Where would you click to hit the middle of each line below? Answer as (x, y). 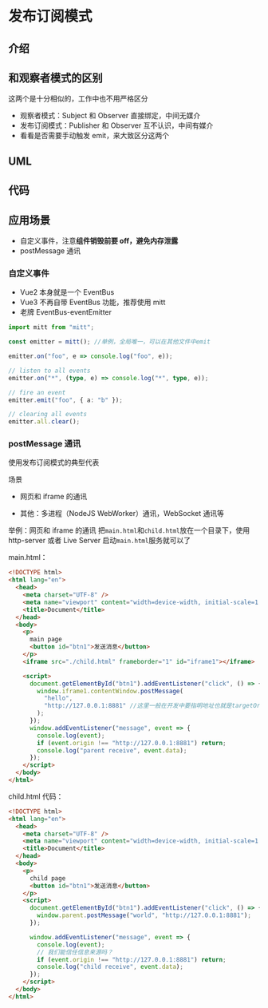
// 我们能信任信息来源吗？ (75, 952)
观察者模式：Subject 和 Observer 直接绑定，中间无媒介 (110, 116)
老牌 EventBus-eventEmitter (66, 312)
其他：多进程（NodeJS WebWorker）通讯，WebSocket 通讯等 (122, 514)
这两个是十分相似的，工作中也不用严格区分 (78, 99)
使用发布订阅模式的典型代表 (54, 462)
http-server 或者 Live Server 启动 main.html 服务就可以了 (100, 541)
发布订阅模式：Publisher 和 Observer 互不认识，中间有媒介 (116, 125)
